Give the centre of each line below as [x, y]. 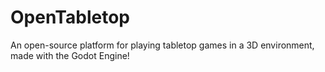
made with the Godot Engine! [70, 55]
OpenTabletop [70, 17]
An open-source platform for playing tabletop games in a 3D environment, [162, 45]
